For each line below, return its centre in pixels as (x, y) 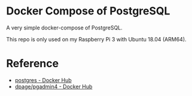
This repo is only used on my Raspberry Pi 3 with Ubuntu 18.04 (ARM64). (96, 39)
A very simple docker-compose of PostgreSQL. (64, 28)
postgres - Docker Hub (43, 80)
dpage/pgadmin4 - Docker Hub (54, 86)
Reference (32, 64)
